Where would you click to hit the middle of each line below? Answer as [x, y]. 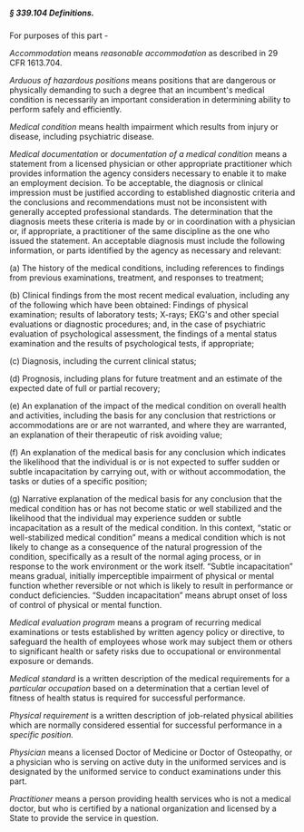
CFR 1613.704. [36, 63]
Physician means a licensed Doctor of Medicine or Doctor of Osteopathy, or [151, 752]
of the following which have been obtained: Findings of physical [129, 305]
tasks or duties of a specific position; [78, 481]
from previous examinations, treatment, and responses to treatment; [137, 278]
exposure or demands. [51, 661]
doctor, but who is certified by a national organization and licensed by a [143, 808]
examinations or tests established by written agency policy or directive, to [147, 631]
